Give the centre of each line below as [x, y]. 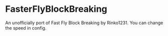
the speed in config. [26, 28]
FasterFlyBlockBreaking [56, 9]
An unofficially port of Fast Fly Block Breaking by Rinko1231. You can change [84, 23]
